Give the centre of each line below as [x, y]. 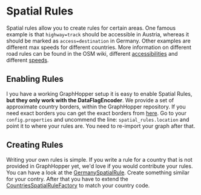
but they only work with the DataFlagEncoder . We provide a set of [90, 100]
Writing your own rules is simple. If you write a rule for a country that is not [99, 159]
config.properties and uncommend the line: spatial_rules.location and [98, 119]
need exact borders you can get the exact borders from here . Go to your [96, 113]
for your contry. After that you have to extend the [67, 179]
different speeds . [28, 60]
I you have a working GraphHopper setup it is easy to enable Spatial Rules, [99, 94]
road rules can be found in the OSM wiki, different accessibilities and [92, 53]
